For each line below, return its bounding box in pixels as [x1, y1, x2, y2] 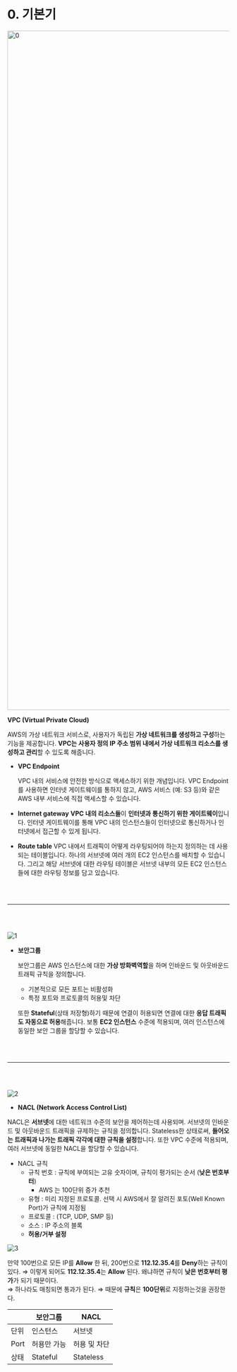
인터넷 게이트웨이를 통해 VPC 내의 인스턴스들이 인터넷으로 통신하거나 [27, 818, 217, 826]
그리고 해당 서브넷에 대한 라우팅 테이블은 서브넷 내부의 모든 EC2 [27, 859, 203, 868]
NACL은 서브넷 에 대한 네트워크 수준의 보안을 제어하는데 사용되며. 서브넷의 [7, 1117, 210, 1126]
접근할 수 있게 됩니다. [42, 827, 101, 835]
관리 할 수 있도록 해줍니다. [25, 748, 96, 756]
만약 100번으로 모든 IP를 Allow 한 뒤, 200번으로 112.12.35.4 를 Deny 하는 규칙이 [7, 1258, 228, 1267]
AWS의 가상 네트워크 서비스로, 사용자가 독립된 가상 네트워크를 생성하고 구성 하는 [7, 730, 226, 739]
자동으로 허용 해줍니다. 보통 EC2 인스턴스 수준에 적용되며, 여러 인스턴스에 [24, 1018, 225, 1026]
